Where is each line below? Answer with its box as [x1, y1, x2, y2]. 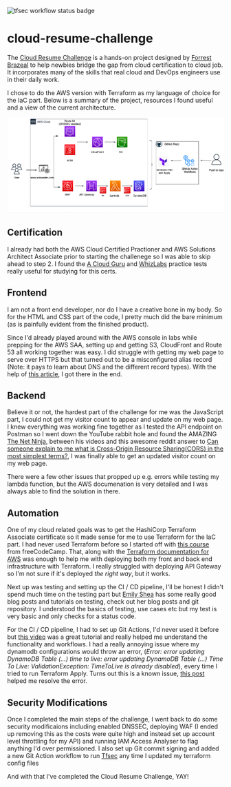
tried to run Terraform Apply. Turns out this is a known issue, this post [7, 669, 205, 678]
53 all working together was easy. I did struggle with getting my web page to [7, 348, 224, 356]
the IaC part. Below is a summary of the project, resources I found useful [7, 96, 213, 104]
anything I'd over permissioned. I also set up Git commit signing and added [7, 744, 219, 753]
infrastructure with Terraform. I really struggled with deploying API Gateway [7, 562, 221, 571]
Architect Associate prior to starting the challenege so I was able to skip [7, 252, 211, 260]
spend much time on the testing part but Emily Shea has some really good [7, 590, 217, 599]
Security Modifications [7, 697, 108, 708]
